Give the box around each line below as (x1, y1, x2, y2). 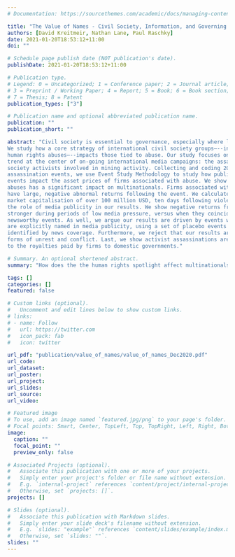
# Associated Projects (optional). (7, 461, 111, 469)
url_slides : (7, 384, 42, 391)
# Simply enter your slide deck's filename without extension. (7, 519, 201, 527)
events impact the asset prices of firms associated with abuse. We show (7, 178, 227, 185)
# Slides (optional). (7, 507, 71, 514)
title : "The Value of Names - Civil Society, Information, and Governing (7, 22, 227, 30)
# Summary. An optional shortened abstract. (7, 255, 139, 262)
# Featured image (7, 410, 58, 417)
